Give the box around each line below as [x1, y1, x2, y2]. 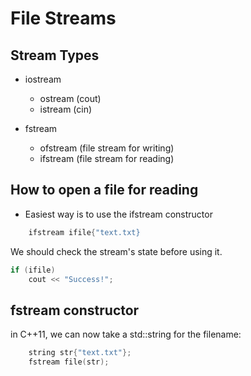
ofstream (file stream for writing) [39, 142, 175, 154]
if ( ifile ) [10, 265, 56, 275]
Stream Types [10, 47, 100, 64]
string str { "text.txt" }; [28, 348, 132, 358]
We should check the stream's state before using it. [10, 245, 223, 257]
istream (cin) [39, 103, 93, 115]
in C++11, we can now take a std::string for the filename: [10, 328, 242, 341]
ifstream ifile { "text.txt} [28, 227, 141, 237]
